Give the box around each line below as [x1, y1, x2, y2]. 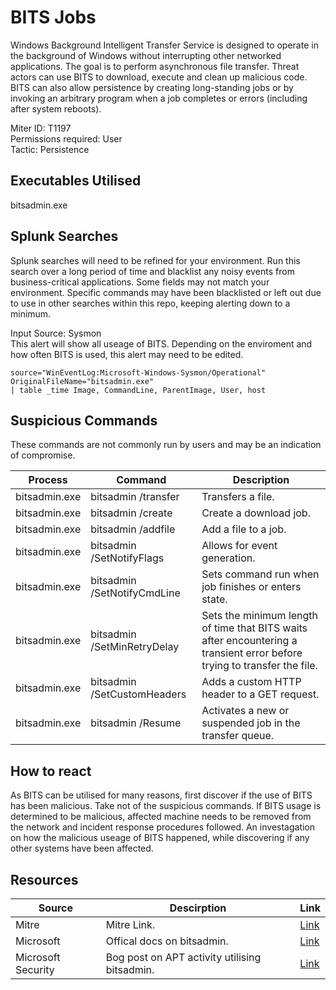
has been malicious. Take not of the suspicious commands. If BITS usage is [10, 800, 322, 812]
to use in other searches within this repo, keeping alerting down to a [10, 297, 291, 309]
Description [232, 473, 290, 487]
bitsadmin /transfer [90, 490, 180, 504]
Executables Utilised [10, 172, 142, 190]
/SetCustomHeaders [90, 687, 187, 701]
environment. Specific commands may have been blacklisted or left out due [10, 286, 322, 298]
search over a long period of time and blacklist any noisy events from [10, 265, 295, 277]
